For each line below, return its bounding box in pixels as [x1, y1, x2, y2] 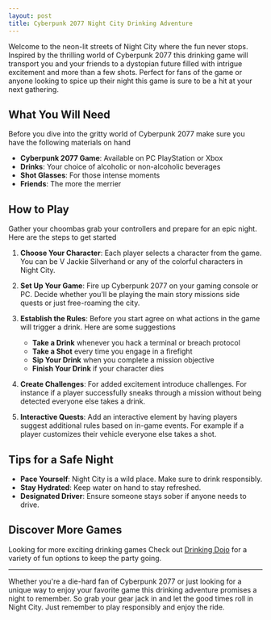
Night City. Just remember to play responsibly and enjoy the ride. [8, 602, 225, 612]
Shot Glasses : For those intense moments [19, 170, 161, 180]
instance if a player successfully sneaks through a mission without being [19, 388, 262, 398]
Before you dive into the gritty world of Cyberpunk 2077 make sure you [8, 129, 245, 139]
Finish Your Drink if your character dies [31, 364, 165, 374]
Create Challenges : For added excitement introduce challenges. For [19, 379, 248, 389]
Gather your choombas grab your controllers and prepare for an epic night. [8, 224, 257, 234]
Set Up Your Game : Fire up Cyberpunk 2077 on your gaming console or [19, 281, 259, 291]
